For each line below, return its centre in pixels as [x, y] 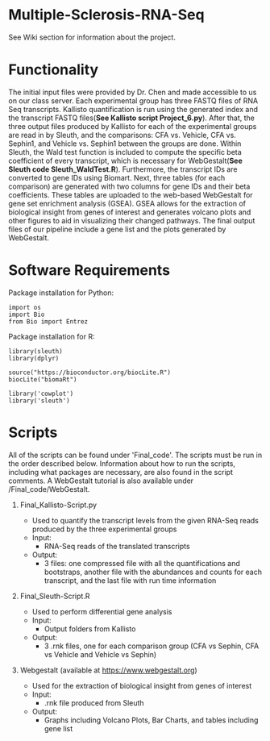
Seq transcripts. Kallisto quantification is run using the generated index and [133, 109]
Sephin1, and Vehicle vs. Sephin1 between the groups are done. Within [125, 144]
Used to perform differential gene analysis [102, 611]
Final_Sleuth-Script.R [55, 596]
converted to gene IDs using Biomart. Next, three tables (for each [117, 177]
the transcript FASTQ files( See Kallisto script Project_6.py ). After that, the [132, 118]
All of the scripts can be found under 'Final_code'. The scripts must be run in [135, 455]
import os [25, 307]
